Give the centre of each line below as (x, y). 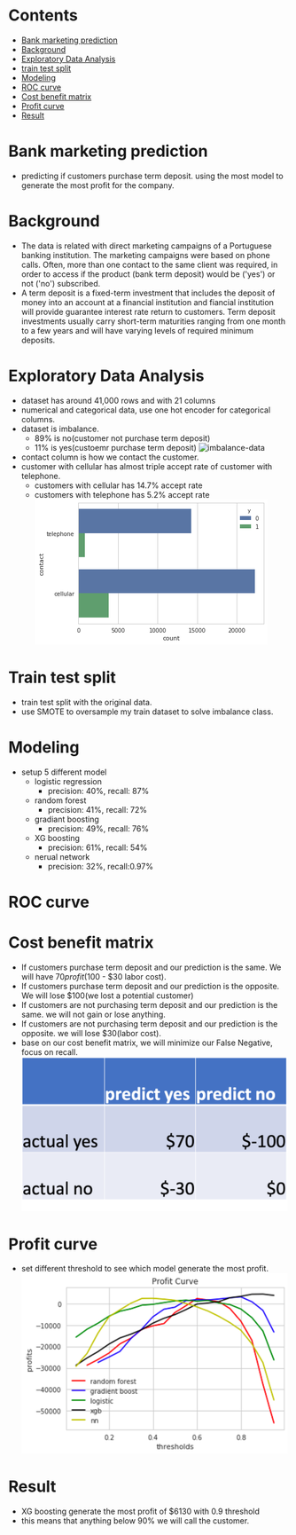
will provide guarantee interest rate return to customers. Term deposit (148, 311)
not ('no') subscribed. (61, 283)
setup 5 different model (64, 772)
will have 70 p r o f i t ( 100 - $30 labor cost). (93, 976)
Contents (43, 16)
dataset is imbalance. (60, 429)
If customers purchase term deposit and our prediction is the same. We (151, 967)
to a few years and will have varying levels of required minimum (137, 330)
